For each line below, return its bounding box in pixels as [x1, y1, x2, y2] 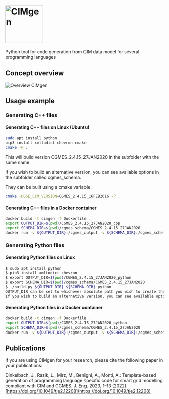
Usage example [5, 97, 55, 105]
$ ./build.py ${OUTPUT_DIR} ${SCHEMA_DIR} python [5, 285, 112, 290]
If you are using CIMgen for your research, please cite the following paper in [5, 357, 163, 363]
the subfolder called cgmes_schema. [5, 174, 81, 180]
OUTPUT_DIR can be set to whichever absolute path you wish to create [5, 289, 156, 294]
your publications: [5, 363, 43, 369]
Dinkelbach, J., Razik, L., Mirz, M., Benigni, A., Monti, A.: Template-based [5, 372, 156, 378]
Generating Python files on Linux [5, 254, 75, 260]
